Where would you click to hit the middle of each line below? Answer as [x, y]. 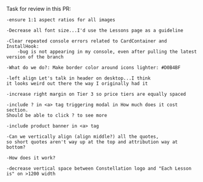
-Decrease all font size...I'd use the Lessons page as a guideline [95, 30]
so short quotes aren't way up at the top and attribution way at [92, 142]
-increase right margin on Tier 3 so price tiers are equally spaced [96, 94]
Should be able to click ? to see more [57, 115]
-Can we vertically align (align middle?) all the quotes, [83, 136]
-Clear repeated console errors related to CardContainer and [87, 41]
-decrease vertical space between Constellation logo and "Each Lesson [99, 169]
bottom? [16, 147]
